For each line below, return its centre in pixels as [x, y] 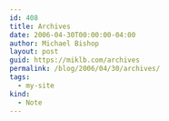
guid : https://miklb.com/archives [75, 60]
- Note [30, 102]
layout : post [34, 52]
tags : [20, 77]
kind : [20, 94]
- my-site [36, 86]
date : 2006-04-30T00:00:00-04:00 [73, 35]
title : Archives [40, 26]
